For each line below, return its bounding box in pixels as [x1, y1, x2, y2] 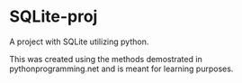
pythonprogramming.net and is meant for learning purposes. [9, 63, 234, 74]
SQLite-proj [9, 6, 98, 27]
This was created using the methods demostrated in [9, 53, 202, 64]
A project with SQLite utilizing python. [9, 36, 149, 47]
